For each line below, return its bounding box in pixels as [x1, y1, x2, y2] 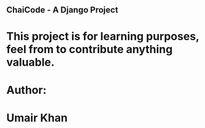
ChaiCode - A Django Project [6, 5, 118, 15]
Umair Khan [6, 111, 68, 124]
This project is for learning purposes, [6, 29, 199, 43]
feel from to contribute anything [6, 42, 173, 56]
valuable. [6, 55, 55, 69]
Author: [6, 83, 47, 97]
